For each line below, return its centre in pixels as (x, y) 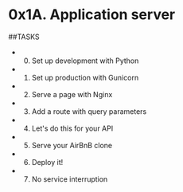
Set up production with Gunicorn (85, 77)
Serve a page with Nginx (72, 94)
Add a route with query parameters (89, 111)
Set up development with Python (85, 61)
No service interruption (70, 179)
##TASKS (24, 37)
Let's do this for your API (72, 128)
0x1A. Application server (92, 15)
